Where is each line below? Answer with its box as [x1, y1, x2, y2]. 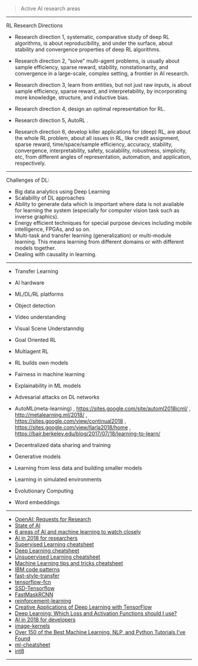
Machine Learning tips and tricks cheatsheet [14, 560, 123, 566]
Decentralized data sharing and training [14, 442, 111, 448]
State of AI [14, 522, 41, 529]
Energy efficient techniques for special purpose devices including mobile [14, 220, 193, 226]
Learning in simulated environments [14, 476, 102, 483]
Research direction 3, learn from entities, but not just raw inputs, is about [14, 81, 192, 88]
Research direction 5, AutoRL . [14, 117, 88, 123]
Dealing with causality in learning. [14, 251, 97, 257]
